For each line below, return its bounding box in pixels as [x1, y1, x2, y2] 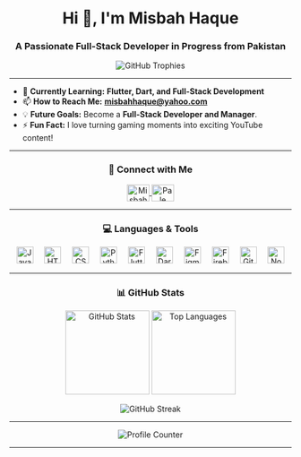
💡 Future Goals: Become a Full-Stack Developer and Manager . [21, 109, 258, 120]
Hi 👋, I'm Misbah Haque [62, 8, 239, 29]
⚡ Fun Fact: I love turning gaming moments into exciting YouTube [21, 120, 263, 131]
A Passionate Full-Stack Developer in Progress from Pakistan [14, 40, 287, 53]
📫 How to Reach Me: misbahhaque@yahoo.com [21, 96, 208, 107]
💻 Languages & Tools [102, 222, 199, 235]
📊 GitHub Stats [116, 287, 185, 298]
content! [21, 133, 54, 143]
